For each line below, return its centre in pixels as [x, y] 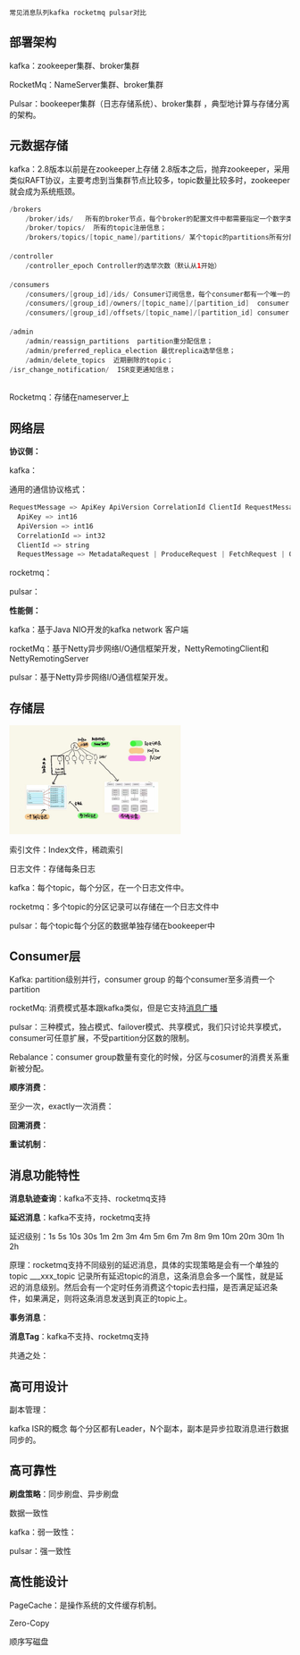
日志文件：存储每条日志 [52, 868]
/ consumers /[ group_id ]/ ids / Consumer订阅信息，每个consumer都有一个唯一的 [158, 294]
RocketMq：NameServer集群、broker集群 [86, 84]
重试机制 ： [29, 1144]
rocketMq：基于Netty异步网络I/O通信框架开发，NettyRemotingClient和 [139, 649]
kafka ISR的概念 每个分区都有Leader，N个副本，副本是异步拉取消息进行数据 [149, 1428]
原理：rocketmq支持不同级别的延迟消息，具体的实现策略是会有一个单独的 [144, 1265]
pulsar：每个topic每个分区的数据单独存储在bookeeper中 [112, 925]
